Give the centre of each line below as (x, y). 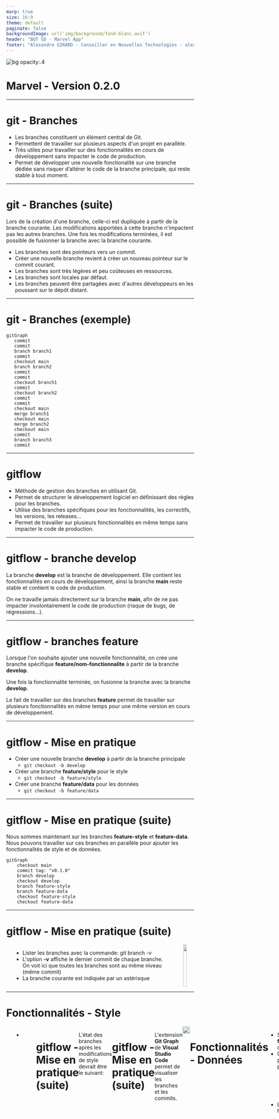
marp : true (20, 12)
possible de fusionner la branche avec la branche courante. (79, 240)
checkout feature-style (46, 897)
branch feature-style (44, 886)
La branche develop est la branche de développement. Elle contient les (94, 575)
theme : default (25, 23)
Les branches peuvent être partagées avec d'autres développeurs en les (104, 283)
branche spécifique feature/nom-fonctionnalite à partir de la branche (92, 664)
